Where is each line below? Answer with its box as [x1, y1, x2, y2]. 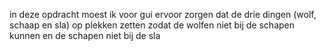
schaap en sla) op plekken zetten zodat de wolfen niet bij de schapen [9, 19, 296, 31]
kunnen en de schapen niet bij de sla [9, 30, 161, 41]
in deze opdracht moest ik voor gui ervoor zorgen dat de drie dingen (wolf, [9, 9, 317, 20]
